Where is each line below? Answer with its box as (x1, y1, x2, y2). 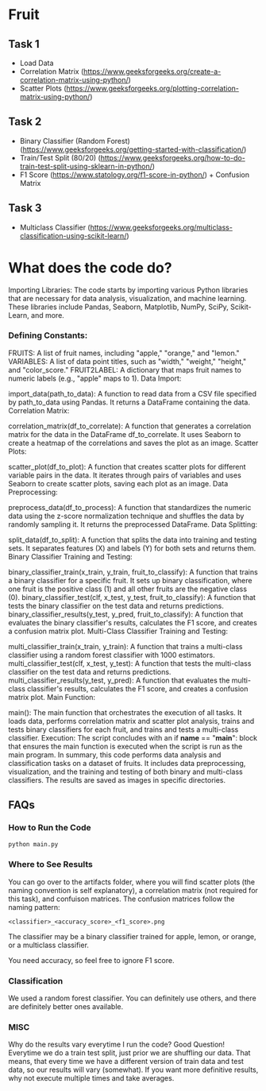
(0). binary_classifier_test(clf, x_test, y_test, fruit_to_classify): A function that (8, 592, 256, 602)
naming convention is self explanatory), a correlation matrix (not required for (8, 885, 258, 895)
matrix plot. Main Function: (8, 692, 96, 702)
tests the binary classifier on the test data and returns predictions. (8, 601, 225, 610)
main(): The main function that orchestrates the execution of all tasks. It (8, 707, 242, 717)
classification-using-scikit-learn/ (19, 230, 127, 240)
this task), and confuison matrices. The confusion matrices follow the (8, 894, 235, 903)
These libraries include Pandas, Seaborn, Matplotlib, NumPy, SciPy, (8, 302, 229, 311)
